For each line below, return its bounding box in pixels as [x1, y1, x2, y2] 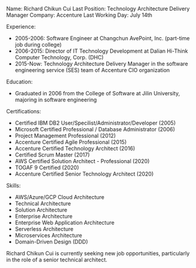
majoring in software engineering [14, 96, 97, 103]
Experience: [6, 23, 36, 30]
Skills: [6, 182, 21, 189]
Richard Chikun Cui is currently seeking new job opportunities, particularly [6, 250, 190, 257]
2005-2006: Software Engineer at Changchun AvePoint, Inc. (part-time [14, 35, 190, 41]
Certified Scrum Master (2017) [14, 151, 90, 158]
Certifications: [6, 108, 41, 115]
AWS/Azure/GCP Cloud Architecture [14, 194, 105, 200]
